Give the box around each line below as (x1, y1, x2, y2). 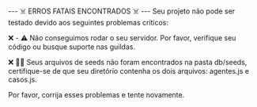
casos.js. (8, 75, 38, 84)
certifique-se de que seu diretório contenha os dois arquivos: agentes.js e (8, 67, 249, 75)
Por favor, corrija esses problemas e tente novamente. (8, 90, 185, 99)
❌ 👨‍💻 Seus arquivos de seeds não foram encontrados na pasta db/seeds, (8, 58, 248, 67)
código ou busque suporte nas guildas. (8, 42, 136, 52)
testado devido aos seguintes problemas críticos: (8, 18, 168, 27)
